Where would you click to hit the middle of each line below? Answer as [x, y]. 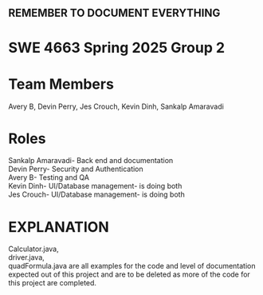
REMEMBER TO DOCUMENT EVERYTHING [114, 13]
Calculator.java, [34, 249]
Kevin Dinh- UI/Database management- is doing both [95, 186]
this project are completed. [53, 283]
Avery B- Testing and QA [49, 177]
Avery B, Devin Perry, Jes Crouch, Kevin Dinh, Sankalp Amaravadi [116, 106]
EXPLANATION [59, 227]
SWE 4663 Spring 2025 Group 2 [117, 48]
